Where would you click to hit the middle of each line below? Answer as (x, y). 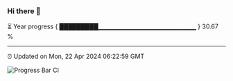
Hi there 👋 (24, 11)
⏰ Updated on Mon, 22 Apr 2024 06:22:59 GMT (76, 56)
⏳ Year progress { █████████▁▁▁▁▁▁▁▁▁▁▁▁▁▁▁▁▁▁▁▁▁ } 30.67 (113, 26)
